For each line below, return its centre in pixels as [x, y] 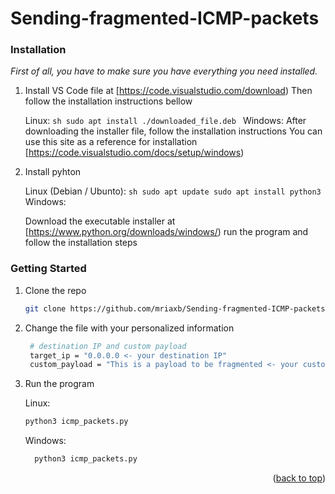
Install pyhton [53, 172]
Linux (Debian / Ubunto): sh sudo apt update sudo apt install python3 [173, 191]
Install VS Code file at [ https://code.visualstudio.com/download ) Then [168, 91]
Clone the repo [55, 290]
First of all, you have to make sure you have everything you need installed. [164, 71]
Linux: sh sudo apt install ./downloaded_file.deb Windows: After [165, 121]
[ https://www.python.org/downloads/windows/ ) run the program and [166, 232]
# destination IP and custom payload [108, 346]
